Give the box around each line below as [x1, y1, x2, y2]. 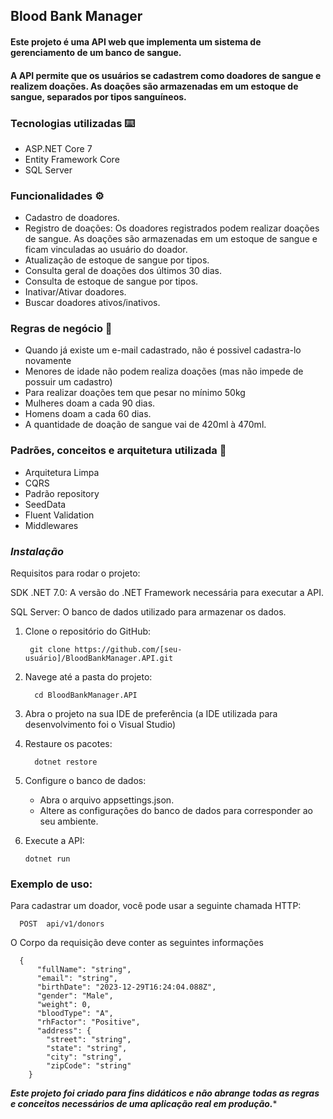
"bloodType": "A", [36, 1009, 114, 1019]
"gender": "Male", [36, 991, 114, 1001]
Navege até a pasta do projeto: [24, 671, 153, 683]
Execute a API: [24, 835, 85, 847]
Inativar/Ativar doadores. [24, 286, 127, 298]
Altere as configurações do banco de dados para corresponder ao [39, 805, 313, 817]
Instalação [10, 544, 64, 558]
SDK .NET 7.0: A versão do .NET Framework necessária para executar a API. [10, 587, 324, 599]
